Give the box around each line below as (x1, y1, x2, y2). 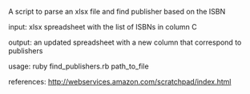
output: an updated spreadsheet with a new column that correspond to (8, 37, 242, 47)
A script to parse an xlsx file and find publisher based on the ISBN (8, 7, 226, 16)
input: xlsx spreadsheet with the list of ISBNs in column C (8, 22, 198, 31)
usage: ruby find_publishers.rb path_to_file (8, 61, 150, 71)
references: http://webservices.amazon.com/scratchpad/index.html (8, 77, 232, 86)
